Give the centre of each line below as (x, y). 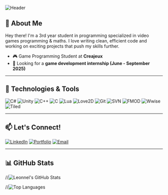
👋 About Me (24, 23)
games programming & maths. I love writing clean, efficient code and (76, 40)
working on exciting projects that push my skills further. (62, 46)
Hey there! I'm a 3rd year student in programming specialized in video (77, 35)
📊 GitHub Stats (29, 163)
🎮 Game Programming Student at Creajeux (57, 56)
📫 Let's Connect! (33, 127)
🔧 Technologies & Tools (42, 89)
